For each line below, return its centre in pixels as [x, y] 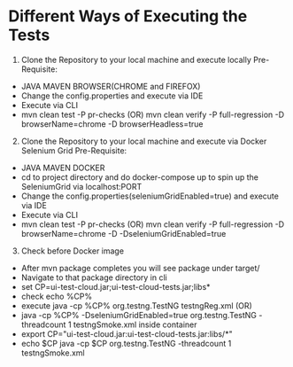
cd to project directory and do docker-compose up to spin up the [139, 177]
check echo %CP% [57, 296]
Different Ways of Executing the [128, 16]
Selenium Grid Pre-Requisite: [74, 150]
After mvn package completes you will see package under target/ [140, 268]
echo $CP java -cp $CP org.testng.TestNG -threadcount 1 [126, 343]
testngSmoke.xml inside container [135, 324]
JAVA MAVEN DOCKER [63, 168]
